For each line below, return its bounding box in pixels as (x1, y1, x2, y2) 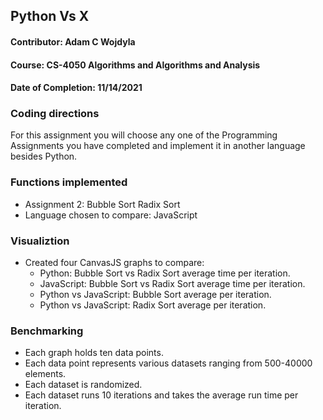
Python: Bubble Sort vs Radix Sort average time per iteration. (39, 267, 291, 279)
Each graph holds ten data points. (24, 347, 164, 359)
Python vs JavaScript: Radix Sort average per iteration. (39, 299, 267, 311)
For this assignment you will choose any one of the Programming (10, 129, 278, 141)
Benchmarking (10, 324, 84, 338)
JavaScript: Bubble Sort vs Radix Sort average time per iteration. (39, 278, 306, 290)
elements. (24, 368, 67, 380)
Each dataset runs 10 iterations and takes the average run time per (24, 389, 299, 401)
